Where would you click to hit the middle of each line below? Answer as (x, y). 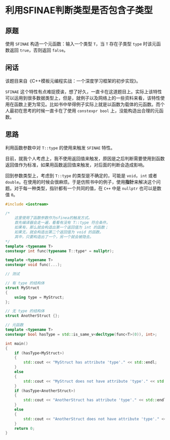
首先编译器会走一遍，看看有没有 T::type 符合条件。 (62, 223)
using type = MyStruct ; (39, 297)
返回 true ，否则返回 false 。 (39, 50)
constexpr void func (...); (34, 265)
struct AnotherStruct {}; (32, 316)
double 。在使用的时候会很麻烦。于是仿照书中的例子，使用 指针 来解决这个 (81, 182)
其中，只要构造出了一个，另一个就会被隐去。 (54, 237)
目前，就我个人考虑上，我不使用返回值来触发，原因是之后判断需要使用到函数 (85, 158)
